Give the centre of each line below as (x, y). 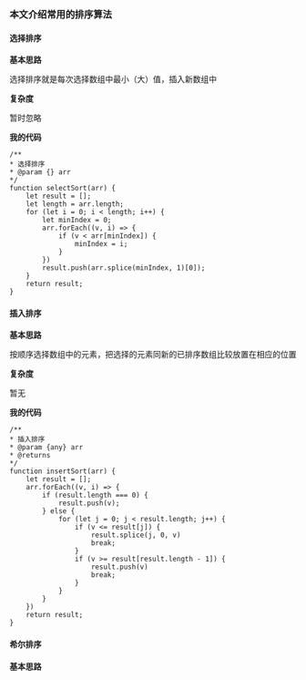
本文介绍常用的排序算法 (61, 14)
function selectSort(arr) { (63, 189)
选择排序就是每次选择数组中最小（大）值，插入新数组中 (113, 79)
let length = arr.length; (75, 204)
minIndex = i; (101, 244)
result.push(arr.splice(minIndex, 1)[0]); (124, 268)
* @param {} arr (40, 172)
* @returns (30, 456)
